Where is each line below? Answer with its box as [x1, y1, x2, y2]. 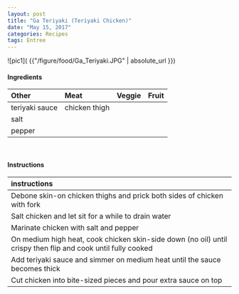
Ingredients [7, 73, 43, 81]
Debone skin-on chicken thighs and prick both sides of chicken [11, 190, 224, 200]
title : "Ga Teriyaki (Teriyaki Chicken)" [7, 17, 132, 24]
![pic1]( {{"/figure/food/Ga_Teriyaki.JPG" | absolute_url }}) [7, 56, 176, 65]
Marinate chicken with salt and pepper [11, 222, 139, 232]
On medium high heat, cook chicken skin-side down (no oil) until [11, 234, 228, 244]
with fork [11, 199, 41, 209]
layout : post [7, 10, 46, 18]
